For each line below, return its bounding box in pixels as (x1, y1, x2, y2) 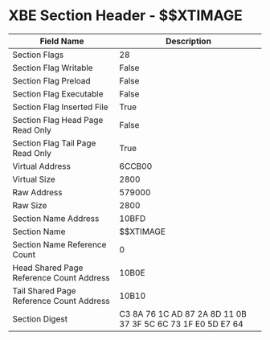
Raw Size (12, 199, 47, 211)
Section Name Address (12, 212, 100, 223)
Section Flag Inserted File (12, 101, 108, 113)
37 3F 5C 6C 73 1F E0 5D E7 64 (119, 318, 243, 330)
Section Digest (12, 313, 68, 324)
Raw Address (12, 186, 63, 198)
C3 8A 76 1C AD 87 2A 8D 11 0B (119, 308, 247, 319)
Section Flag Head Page (12, 114, 104, 125)
